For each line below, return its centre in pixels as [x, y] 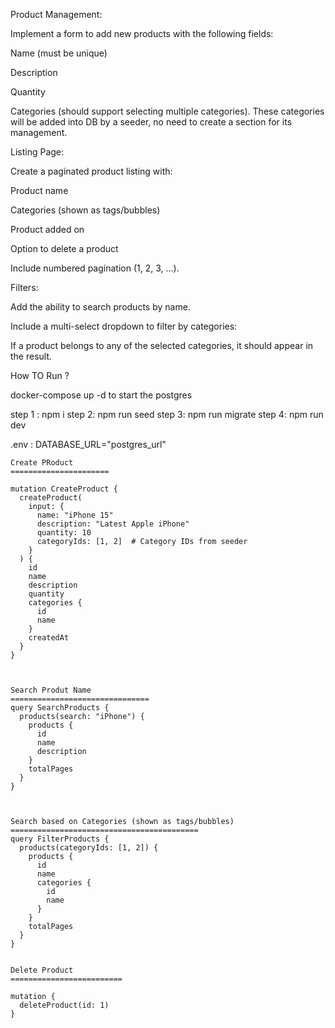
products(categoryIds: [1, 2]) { [89, 848]
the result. [31, 356]
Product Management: [56, 14]
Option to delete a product [64, 248]
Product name [39, 190]
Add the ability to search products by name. [100, 307]
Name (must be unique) [59, 53]
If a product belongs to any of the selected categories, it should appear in [162, 345]
